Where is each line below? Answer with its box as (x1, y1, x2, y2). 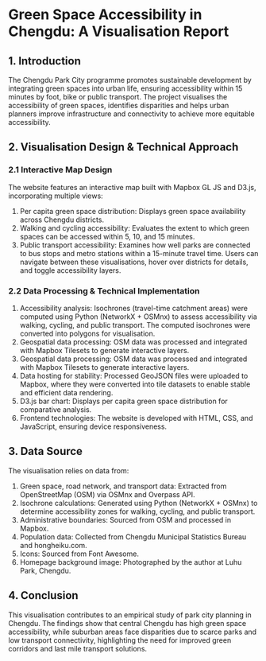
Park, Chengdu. (19, 566, 71, 575)
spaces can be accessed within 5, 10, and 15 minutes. (19, 231, 195, 241)
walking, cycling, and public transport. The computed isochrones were (19, 320, 251, 329)
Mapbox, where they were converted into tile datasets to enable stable (19, 379, 251, 389)
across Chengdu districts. (19, 215, 105, 224)
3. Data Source (8, 445, 83, 458)
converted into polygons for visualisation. (19, 329, 156, 338)
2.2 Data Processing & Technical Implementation (8, 285, 200, 296)
